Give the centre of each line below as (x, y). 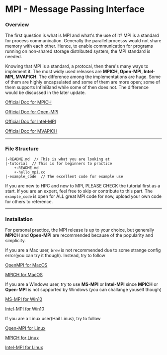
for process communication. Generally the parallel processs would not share (83, 41)
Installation (19, 219)
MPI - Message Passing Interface (75, 9)
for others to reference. (29, 201)
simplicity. (15, 241)
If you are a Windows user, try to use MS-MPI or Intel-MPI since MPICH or (82, 284)
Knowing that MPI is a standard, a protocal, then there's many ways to (77, 66)
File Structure (22, 149)
